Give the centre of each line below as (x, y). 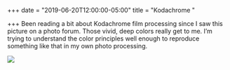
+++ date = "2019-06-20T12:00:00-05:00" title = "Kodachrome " (101, 10)
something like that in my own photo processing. (77, 46)
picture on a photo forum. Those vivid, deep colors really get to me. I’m (110, 31)
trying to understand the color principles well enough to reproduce (103, 38)
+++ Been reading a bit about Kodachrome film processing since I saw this (115, 23)
